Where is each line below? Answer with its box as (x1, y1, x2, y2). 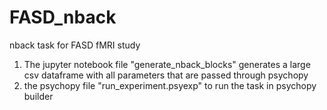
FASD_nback (9, 6, 117, 29)
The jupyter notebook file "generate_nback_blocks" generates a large (23, 58, 311, 70)
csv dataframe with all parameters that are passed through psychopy (23, 69, 309, 81)
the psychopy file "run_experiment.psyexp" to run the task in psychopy (23, 79, 317, 91)
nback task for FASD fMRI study (9, 39, 141, 51)
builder (23, 90, 54, 102)
